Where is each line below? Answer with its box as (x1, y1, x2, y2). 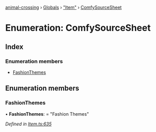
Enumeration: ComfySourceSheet (5, 22, 151, 34)
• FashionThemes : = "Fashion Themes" (5, 111, 89, 117)
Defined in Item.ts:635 (5, 121, 52, 127)
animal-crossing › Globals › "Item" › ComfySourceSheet (5, 5, 122, 10)
